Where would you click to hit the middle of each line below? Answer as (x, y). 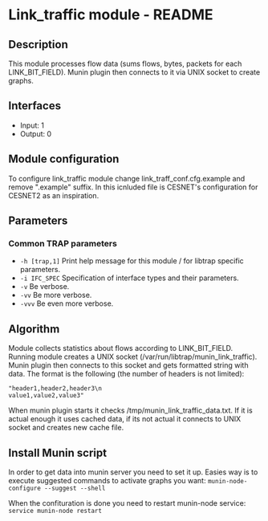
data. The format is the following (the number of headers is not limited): (126, 374)
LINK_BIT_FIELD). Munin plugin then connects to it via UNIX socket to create (134, 72)
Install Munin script (57, 452)
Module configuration (64, 159)
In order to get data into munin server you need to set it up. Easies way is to (133, 472)
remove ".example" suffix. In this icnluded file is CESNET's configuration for (133, 187)
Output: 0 (36, 133)
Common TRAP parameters (63, 243)
